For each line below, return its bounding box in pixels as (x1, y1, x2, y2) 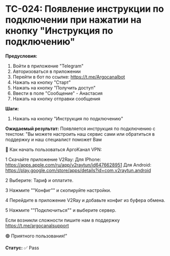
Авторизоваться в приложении (12, 68, 81, 75)
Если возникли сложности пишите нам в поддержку (5, 217, 120, 223)
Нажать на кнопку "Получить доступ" (12, 84, 96, 90)
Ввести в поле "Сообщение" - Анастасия (12, 90, 103, 96)
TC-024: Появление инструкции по (5, 3, 164, 15)
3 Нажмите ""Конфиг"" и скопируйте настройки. (5, 187, 112, 193)
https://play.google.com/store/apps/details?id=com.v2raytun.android (5, 167, 151, 173)
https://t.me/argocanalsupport (5, 222, 69, 229)
